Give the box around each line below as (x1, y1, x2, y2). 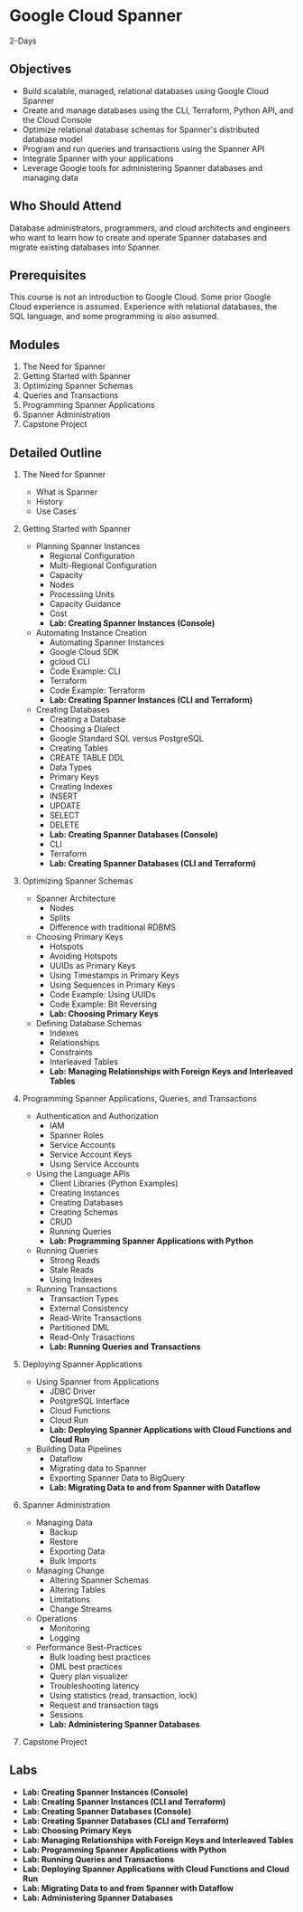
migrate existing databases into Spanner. (9, 241, 161, 252)
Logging (49, 1633, 81, 1642)
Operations (35, 1614, 78, 1623)
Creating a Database (49, 714, 126, 724)
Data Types (49, 762, 92, 772)
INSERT (49, 790, 78, 801)
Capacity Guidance (49, 599, 122, 609)
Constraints (49, 1046, 93, 1057)
